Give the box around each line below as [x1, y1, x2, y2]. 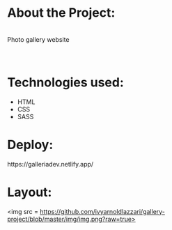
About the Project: [7, 5, 116, 21]
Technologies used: [7, 75, 124, 91]
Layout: [7, 185, 52, 200]
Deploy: [7, 137, 54, 153]
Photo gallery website [7, 35, 70, 43]
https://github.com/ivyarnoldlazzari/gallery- [40, 207, 166, 215]
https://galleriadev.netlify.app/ [7, 160, 94, 168]
